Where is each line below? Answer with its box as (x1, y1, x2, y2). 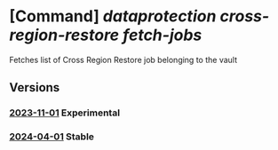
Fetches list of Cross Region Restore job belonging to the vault (9, 54, 238, 65)
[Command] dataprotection (9, 6, 217, 27)
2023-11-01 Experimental (9, 107, 121, 119)
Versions (9, 80, 60, 95)
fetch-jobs (123, 25, 203, 45)
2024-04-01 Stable (9, 130, 95, 143)
